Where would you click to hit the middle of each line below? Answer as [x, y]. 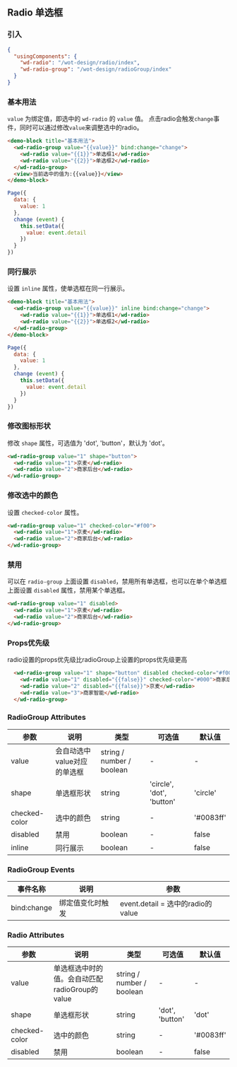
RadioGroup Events [41, 870]
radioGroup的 [76, 990]
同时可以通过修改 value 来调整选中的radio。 [81, 128]
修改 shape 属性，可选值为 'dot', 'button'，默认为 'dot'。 [88, 443]
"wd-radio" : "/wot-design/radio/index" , [80, 63]
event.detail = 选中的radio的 [166, 904]
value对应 [72, 761]
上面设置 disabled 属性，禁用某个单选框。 [68, 590]
